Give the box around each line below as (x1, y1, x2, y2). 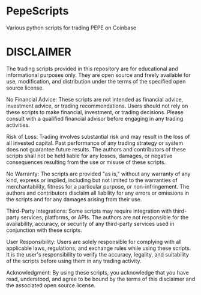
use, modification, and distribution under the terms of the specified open (6, 78, 186, 85)
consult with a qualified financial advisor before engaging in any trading (6, 115, 184, 122)
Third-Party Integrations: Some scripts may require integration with (6, 207, 172, 214)
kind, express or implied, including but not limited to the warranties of (6, 176, 178, 184)
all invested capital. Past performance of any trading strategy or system (6, 139, 184, 147)
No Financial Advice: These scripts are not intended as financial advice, (6, 96, 184, 103)
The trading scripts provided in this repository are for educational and (6, 65, 178, 72)
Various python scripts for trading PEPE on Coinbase (6, 24, 137, 31)
